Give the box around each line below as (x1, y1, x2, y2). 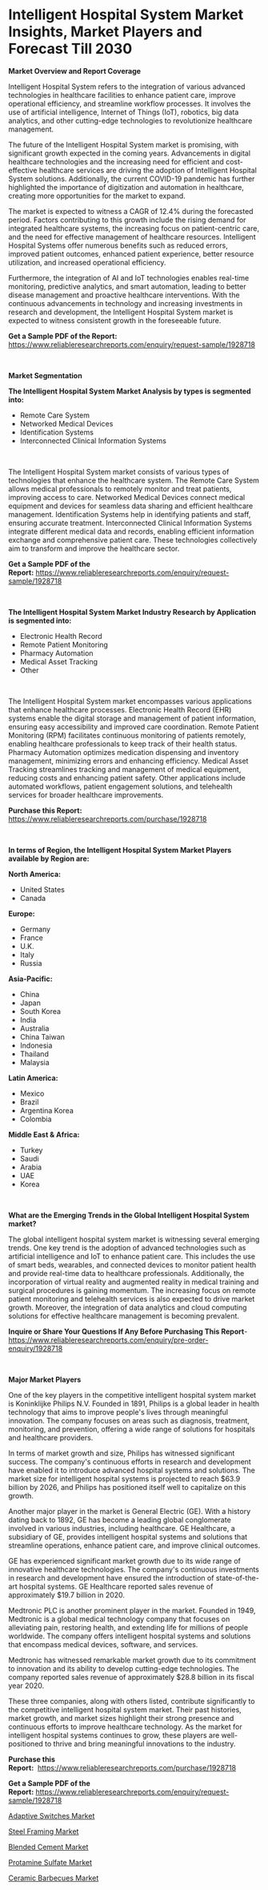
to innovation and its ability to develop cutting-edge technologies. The (8, 1663, 240, 1673)
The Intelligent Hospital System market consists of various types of (8, 466, 230, 476)
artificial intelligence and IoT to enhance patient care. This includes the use (8, 1251, 256, 1261)
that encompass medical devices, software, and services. (8, 1639, 198, 1649)
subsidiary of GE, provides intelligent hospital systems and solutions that (8, 1532, 248, 1541)
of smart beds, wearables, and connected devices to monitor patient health (8, 1260, 257, 1270)
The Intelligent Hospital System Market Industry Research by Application (8, 607, 256, 616)
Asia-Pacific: (8, 974, 54, 983)
